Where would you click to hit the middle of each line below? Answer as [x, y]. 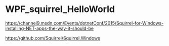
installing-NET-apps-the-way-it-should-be [50, 28]
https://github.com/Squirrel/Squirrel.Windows [53, 38]
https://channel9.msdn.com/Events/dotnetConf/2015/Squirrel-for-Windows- [85, 23]
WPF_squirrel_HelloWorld [60, 9]
